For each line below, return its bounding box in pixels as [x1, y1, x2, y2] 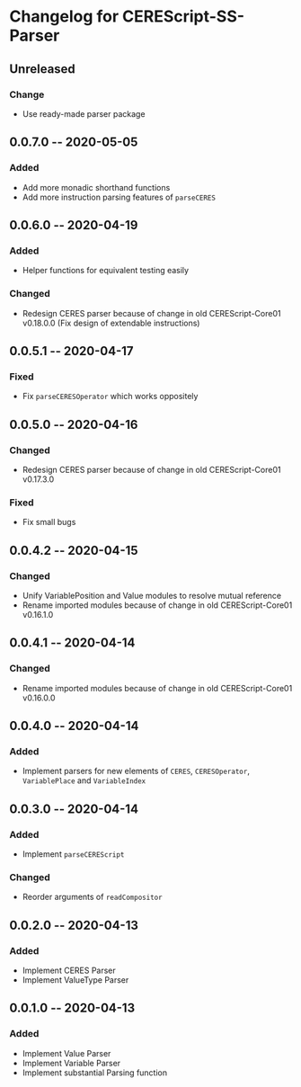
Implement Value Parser [22, 1047, 111, 1058]
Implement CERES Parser [22, 965, 117, 976]
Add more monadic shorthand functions [22, 182, 171, 192]
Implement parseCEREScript [22, 848, 125, 860]
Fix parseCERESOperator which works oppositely [22, 391, 199, 402]
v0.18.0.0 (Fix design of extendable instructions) [22, 317, 200, 328]
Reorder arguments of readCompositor [22, 892, 164, 903]
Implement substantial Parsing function [22, 1067, 168, 1078]
